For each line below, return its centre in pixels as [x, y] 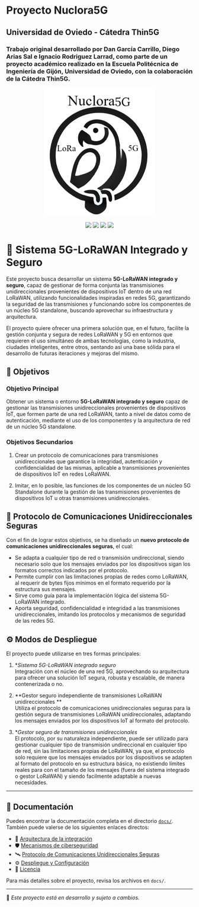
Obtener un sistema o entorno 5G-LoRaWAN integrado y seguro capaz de [97, 402]
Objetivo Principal [33, 389]
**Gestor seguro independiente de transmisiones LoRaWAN [88, 696]
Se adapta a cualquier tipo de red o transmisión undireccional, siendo [99, 558]
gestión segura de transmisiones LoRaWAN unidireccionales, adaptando [103, 714]
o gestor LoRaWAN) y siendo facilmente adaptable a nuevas [88, 776]
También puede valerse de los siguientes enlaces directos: [78, 827]
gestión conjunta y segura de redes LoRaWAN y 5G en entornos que [89, 334]
